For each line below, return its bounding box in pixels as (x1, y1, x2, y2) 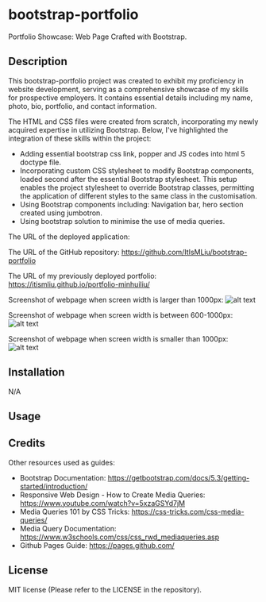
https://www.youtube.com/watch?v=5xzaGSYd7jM (19, 498, 185, 507)
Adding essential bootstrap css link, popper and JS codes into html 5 (19, 149, 245, 158)
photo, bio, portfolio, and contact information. (8, 101, 157, 110)
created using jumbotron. (19, 208, 103, 218)
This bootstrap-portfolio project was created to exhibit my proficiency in (8, 75, 244, 85)
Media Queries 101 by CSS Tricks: (19, 507, 130, 516)
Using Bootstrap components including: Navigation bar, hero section (19, 199, 244, 209)
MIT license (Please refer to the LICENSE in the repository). (8, 585, 202, 594)
